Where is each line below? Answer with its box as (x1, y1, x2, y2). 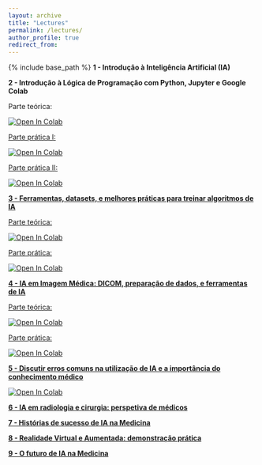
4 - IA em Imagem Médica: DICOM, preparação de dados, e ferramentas (8, 278, 248, 289)
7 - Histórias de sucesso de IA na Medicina (8, 418, 152, 428)
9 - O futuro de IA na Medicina (8, 448, 109, 459)
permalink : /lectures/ (8, 26, 83, 34)
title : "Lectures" (8, 19, 69, 27)
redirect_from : (8, 41, 58, 49)
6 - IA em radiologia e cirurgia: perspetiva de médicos (8, 403, 188, 412)
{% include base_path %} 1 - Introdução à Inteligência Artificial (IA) (8, 62, 230, 72)
